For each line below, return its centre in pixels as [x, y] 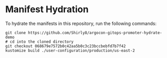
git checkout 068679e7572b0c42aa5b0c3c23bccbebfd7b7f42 [65, 46]
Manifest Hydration [47, 9]
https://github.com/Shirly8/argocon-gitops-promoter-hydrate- [95, 33]
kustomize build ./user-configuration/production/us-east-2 [70, 50]
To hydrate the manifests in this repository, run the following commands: [81, 23]
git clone [16, 33]
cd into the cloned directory [42, 42]
